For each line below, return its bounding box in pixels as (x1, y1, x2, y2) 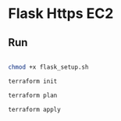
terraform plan (8, 91, 58, 99)
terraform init (8, 77, 58, 85)
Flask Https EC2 (8, 5, 114, 23)
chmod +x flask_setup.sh (8, 63, 89, 71)
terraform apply (8, 105, 61, 113)
